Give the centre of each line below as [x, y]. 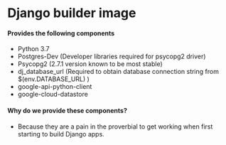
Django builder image [72, 13]
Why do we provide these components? [68, 110]
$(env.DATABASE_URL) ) [54, 79]
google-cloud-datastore [53, 95]
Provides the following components [61, 33]
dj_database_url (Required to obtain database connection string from [118, 72]
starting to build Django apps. [61, 134]
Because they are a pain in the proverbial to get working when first [115, 127]
